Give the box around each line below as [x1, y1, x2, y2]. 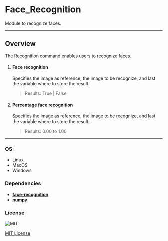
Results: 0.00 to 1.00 [24, 128, 67, 134]
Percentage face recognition [12, 102, 73, 108]
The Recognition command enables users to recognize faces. [5, 53, 131, 59]
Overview [5, 39, 36, 48]
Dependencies [5, 180, 41, 187]
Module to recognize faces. [5, 20, 62, 26]
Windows [12, 167, 32, 174]
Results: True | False [24, 90, 67, 96]
